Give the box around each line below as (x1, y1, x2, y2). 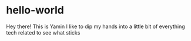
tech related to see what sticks (6, 29, 81, 36)
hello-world (6, 4, 65, 17)
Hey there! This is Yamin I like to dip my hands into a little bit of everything (6, 23, 185, 30)
